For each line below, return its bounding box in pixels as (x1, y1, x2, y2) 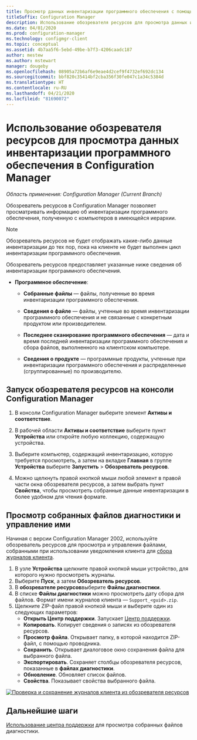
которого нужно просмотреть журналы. (14, 572, 116, 579)
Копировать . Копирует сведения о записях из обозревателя (23, 621, 176, 629)
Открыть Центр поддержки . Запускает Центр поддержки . (23, 615, 172, 622)
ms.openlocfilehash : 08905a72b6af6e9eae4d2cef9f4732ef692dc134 (6, 69, 164, 75)
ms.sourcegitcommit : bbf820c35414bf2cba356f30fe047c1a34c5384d (6, 74, 164, 80)
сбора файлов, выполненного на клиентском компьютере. (23, 344, 171, 351)
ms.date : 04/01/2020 (6, 25, 57, 31)
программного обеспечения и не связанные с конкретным (23, 313, 172, 320)
